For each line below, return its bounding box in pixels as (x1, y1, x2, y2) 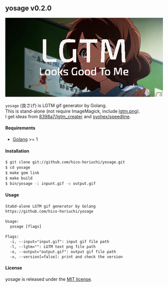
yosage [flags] (10, 224, 42, 229)
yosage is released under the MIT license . (5, 276, 92, 282)
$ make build (5, 175, 33, 181)
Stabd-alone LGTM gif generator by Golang (5, 204, 96, 209)
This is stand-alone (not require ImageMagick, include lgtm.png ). (5, 108, 140, 114)
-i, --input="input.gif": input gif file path (10, 239, 109, 244)
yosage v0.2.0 (5, 4, 52, 13)
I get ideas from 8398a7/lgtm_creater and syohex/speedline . (5, 113, 131, 119)
